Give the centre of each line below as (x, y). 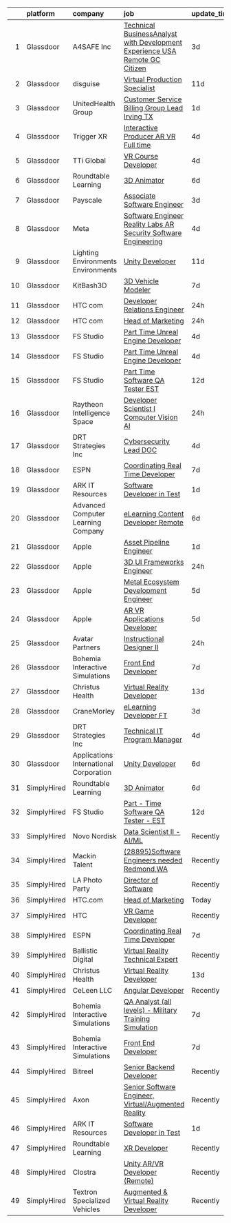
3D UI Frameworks (154, 562)
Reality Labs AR (149, 224)
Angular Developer (154, 990)
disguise (86, 84)
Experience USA (150, 51)
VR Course (141, 156)
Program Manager (153, 739)
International (93, 764)
